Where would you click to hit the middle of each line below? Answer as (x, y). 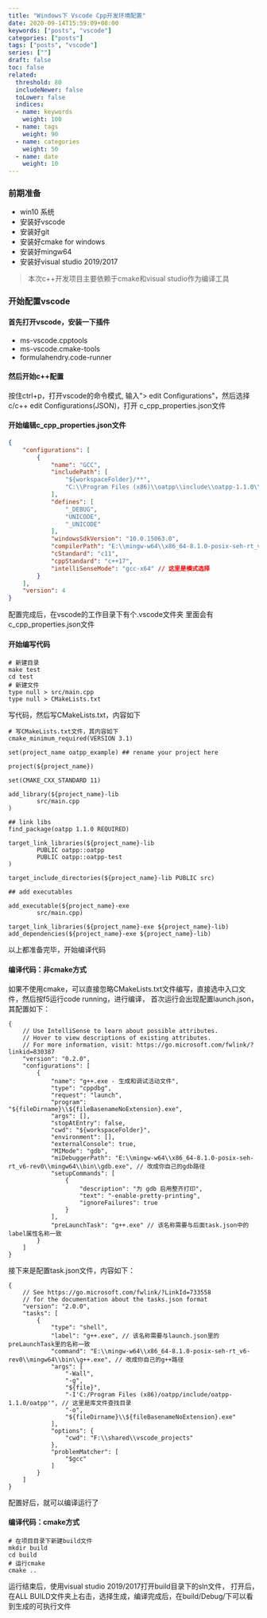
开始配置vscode (39, 301)
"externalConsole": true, (93, 1144)
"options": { (72, 1431)
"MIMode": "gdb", (79, 1151)
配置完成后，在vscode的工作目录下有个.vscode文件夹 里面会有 (111, 615)
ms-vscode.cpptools (54, 340)
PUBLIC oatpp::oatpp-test (80, 858)
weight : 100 (42, 120)
